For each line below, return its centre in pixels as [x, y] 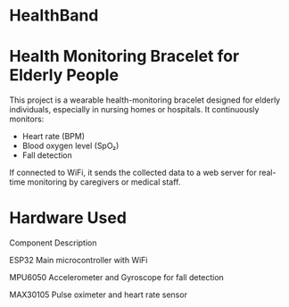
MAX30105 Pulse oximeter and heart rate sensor [98, 295]
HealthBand [54, 16]
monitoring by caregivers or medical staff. [104, 182]
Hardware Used [68, 218]
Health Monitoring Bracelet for [124, 57]
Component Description [53, 243]
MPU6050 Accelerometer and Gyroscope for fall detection [117, 278]
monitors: [27, 119]
